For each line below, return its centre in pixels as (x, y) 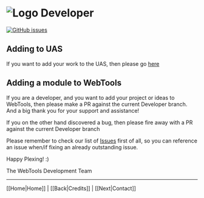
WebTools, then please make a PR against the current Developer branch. (97, 104)
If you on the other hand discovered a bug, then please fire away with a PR (100, 122)
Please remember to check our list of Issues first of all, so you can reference (102, 141)
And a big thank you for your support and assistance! (73, 110)
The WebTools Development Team (49, 171)
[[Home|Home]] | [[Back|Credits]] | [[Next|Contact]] (71, 188)
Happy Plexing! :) (28, 159)
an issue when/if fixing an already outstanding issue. (72, 147)
